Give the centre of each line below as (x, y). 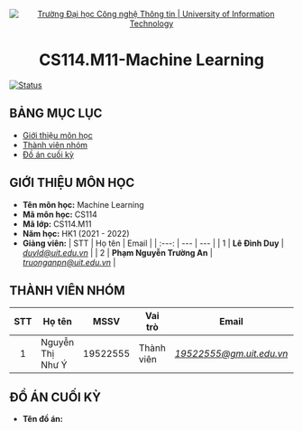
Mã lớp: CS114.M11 (57, 224)
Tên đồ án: (42, 419)
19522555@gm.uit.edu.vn (231, 354)
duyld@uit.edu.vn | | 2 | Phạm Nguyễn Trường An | (118, 252)
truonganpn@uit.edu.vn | (69, 262)
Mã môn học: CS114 (60, 214)
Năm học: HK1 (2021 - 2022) (76, 233)
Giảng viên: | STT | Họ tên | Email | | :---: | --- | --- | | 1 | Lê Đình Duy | (153, 243)
